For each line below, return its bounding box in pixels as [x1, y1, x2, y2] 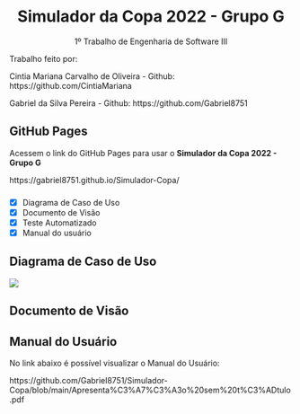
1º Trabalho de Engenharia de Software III [74, 36, 228, 47]
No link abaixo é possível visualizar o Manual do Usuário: [9, 357, 220, 368]
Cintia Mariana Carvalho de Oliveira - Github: [9, 70, 175, 82]
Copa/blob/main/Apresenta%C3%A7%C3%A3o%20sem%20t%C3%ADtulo [9, 384, 292, 395]
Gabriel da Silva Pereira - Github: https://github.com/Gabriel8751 [9, 97, 249, 109]
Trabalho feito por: [9, 53, 78, 64]
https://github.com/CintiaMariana [9, 80, 132, 91]
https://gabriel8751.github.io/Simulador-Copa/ [9, 174, 180, 185]
